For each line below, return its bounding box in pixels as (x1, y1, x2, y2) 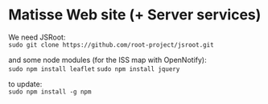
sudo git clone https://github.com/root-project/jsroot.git (8, 40, 215, 49)
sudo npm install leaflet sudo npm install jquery (8, 64, 180, 73)
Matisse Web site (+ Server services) (8, 6, 262, 24)
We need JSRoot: (8, 32, 66, 42)
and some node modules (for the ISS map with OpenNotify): (8, 55, 207, 64)
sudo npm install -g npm (8, 87, 92, 96)
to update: (8, 79, 43, 89)
